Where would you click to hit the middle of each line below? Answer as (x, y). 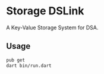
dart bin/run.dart (29, 66)
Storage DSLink (45, 11)
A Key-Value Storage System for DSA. (52, 27)
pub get (16, 60)
